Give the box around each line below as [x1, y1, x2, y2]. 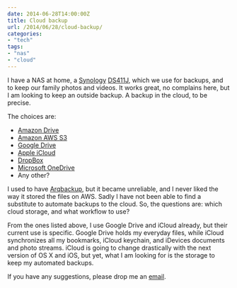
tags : [7, 43, 23, 50]
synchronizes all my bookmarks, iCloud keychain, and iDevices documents [7, 236, 225, 244]
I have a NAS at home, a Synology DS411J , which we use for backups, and [7, 76, 224, 84]
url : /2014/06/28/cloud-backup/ [7, 23, 103, 30]
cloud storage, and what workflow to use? [7, 207, 130, 216]
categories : [7, 30, 42, 38]
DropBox [17, 156, 44, 164]
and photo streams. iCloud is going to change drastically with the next [7, 243, 212, 252]
